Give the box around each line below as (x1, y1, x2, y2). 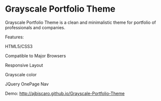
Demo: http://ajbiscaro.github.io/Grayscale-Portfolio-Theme (5, 90, 125, 96)
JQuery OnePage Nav (5, 81, 49, 87)
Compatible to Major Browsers (5, 52, 66, 59)
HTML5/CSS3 (5, 43, 33, 49)
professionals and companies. (5, 24, 66, 30)
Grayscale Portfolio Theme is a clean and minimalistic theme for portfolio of (5, 19, 156, 25)
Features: (5, 34, 24, 40)
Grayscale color (5, 71, 37, 77)
